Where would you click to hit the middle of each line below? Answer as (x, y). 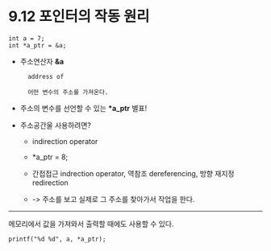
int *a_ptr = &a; (38, 45)
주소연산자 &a (42, 61)
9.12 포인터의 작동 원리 (79, 16)
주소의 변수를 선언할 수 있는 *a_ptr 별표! (83, 108)
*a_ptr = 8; (50, 157)
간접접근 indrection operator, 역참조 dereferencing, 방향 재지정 (133, 173)
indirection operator (65, 141)
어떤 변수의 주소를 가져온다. (68, 92)
